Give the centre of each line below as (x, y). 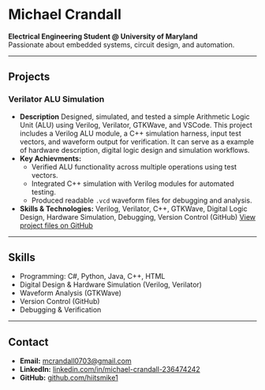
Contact (28, 342)
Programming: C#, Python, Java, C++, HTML (92, 277)
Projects (29, 77)
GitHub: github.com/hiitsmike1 (69, 378)
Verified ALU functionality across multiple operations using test (134, 166)
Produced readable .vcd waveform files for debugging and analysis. (142, 200)
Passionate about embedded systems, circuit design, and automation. (121, 44)
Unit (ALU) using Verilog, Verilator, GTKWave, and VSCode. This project (136, 124)
